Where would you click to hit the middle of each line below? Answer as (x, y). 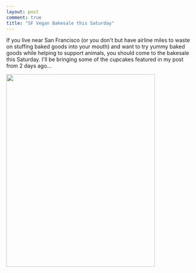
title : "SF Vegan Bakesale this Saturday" (60, 23)
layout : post (23, 12)
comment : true (24, 18)
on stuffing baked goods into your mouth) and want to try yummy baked (96, 47)
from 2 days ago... (29, 66)
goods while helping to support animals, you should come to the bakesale (98, 53)
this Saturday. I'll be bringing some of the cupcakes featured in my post (95, 59)
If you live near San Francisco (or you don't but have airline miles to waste (98, 40)
